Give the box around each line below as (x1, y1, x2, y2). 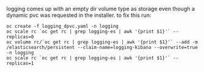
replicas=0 (6, 34, 34, 40)
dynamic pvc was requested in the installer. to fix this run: (6, 11, 151, 19)
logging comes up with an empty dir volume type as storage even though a (6, 5, 195, 12)
